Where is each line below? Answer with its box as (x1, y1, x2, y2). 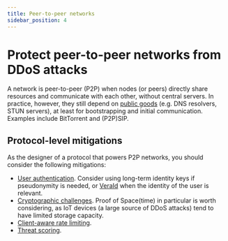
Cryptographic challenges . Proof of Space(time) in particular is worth (17, 196, 216, 205)
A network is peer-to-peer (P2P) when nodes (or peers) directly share (7, 85, 208, 93)
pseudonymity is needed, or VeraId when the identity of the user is (17, 182, 209, 190)
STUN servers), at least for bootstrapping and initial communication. (7, 107, 204, 115)
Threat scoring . (17, 226, 62, 235)
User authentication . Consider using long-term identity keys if (17, 174, 195, 182)
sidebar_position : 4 (7, 17, 68, 24)
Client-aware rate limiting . (17, 219, 92, 227)
